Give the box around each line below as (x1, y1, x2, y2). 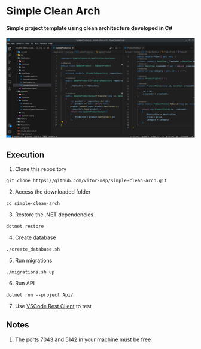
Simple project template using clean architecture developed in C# (6, 24, 172, 31)
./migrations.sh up (6, 269, 55, 275)
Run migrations (14, 257, 53, 264)
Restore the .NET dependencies (14, 211, 94, 218)
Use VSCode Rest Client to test (14, 302, 92, 309)
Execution (6, 149, 45, 160)
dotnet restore (6, 223, 44, 229)
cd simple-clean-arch (6, 200, 60, 206)
